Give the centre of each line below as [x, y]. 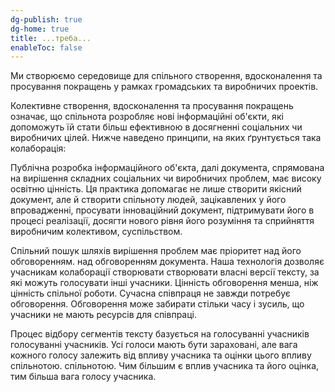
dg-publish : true [46, 19]
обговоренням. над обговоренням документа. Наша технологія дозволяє [167, 262]
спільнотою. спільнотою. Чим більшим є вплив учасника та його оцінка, [165, 366]
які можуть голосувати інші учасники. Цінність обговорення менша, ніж [164, 283]
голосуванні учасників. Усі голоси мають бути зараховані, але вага [154, 345]
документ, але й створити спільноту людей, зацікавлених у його [148, 200]
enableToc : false [46, 47]
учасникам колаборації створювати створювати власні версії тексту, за [165, 272]
